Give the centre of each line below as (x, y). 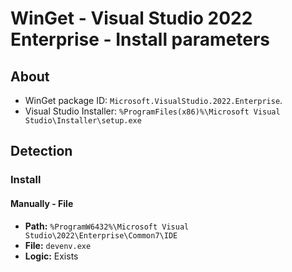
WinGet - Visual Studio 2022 (131, 18)
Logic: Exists (51, 256)
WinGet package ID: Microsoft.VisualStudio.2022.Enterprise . (153, 100)
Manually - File (42, 203)
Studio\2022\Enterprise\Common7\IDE (101, 235)
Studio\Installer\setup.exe (83, 121)
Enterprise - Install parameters (140, 39)
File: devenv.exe (58, 245)
